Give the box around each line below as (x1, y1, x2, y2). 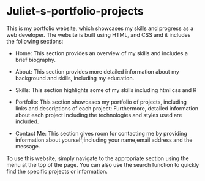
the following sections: (6, 37, 64, 45)
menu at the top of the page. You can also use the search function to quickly (6, 161, 199, 168)
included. (15, 118, 39, 125)
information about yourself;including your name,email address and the (15, 136, 193, 144)
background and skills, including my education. (15, 74, 135, 82)
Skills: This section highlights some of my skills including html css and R (15, 86, 197, 93)
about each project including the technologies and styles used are (15, 111, 182, 118)
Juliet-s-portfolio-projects (6, 4, 144, 18)
